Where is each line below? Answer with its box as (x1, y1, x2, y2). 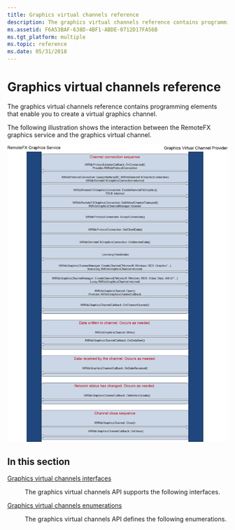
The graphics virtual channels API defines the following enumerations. (24, 515, 227, 523)
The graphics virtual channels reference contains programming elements (7, 102, 218, 110)
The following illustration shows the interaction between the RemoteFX (7, 123, 211, 131)
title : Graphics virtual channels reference (7, 11, 139, 18)
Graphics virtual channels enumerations (7, 501, 122, 510)
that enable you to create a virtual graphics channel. (7, 109, 157, 118)
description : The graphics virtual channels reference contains (7, 18, 199, 26)
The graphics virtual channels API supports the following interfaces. (24, 487, 220, 496)
